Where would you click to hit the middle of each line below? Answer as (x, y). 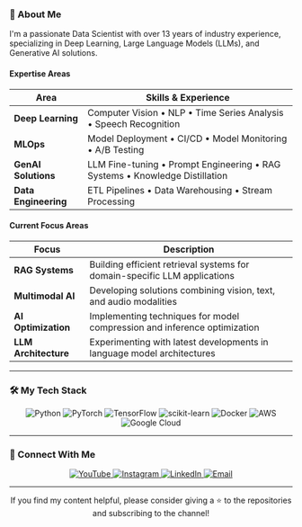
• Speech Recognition (134, 123)
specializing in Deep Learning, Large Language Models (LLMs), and (134, 43)
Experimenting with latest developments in (179, 342)
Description (189, 249)
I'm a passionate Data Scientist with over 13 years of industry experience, (145, 34)
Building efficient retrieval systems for (169, 264)
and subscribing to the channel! (151, 514)
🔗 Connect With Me (53, 454)
